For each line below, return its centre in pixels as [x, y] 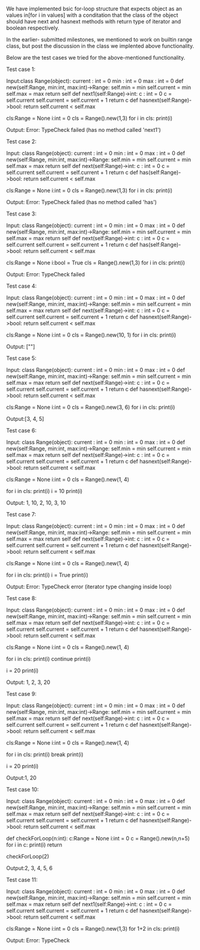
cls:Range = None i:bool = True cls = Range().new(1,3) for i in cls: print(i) [95, 262]
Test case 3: [22, 214]
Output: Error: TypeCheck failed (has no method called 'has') [82, 202]
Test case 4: [22, 286]
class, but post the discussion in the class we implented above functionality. [100, 46]
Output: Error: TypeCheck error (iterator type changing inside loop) [89, 587]
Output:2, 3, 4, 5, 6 [29, 868]
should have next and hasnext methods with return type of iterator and [94, 21]
